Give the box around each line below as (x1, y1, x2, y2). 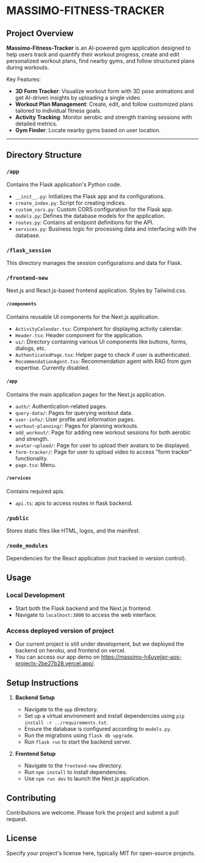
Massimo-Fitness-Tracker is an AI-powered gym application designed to (6, 44, 191, 51)
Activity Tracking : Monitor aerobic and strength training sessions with (15, 114, 192, 121)
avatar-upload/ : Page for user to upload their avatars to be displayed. (15, 441, 190, 449)
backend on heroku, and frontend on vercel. (15, 647, 126, 654)
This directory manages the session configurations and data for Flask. (6, 259, 182, 266)
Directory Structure (6, 150, 82, 160)
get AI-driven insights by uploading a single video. (15, 94, 142, 101)
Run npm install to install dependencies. (24, 769, 128, 776)
